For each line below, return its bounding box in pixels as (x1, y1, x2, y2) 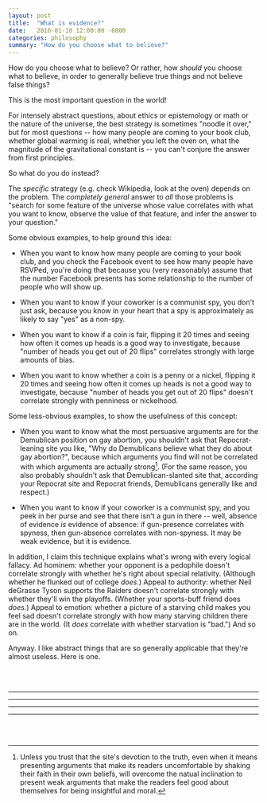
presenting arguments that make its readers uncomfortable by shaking (19, 760, 250, 770)
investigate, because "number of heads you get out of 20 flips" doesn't (19, 387, 253, 398)
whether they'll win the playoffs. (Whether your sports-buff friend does (8, 594, 241, 603)
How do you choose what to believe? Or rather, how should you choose (8, 63, 242, 72)
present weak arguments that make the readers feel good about (19, 777, 229, 787)
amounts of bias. (19, 355, 75, 365)
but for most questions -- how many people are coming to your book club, (8, 128, 251, 138)
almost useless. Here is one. (8, 651, 101, 661)
